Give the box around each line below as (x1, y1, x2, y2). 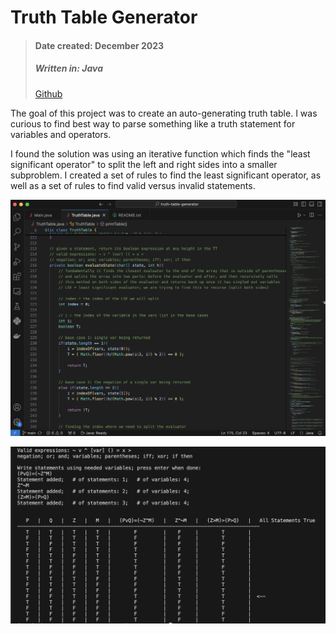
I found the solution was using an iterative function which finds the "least (10, 147, 311, 160)
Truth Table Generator (10, 6, 198, 29)
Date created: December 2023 (34, 39, 165, 51)
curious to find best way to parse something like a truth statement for (10, 117, 296, 130)
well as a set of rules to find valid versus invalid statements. (10, 179, 256, 191)
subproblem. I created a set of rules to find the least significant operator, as (10, 169, 322, 181)
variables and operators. (10, 128, 112, 140)
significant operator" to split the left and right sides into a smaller (10, 158, 278, 170)
